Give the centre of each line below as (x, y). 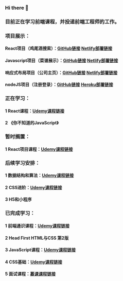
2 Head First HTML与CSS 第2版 (37, 238)
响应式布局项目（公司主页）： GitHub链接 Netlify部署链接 (61, 72)
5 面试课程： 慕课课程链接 (30, 274)
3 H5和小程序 (18, 199)
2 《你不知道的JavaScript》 (32, 123)
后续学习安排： (23, 163)
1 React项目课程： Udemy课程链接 (39, 149)
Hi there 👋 (17, 8)
